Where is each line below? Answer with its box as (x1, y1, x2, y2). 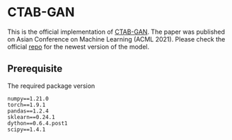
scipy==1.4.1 (7, 126, 46, 133)
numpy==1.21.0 (7, 95, 50, 102)
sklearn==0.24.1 (7, 113, 55, 120)
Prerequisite (7, 63, 63, 75)
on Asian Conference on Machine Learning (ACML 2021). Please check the (7, 34, 226, 43)
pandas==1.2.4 (7, 107, 50, 115)
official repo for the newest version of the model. (7, 42, 150, 51)
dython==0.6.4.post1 (7, 120, 69, 127)
